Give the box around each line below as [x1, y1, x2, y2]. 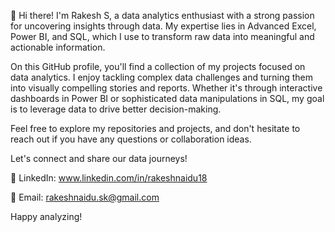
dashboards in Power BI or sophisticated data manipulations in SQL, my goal [10, 93, 325, 104]
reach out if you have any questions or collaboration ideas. [10, 133, 252, 145]
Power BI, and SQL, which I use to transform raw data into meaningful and [10, 31, 315, 42]
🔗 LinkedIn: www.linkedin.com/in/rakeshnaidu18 [10, 172, 208, 184]
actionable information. [10, 41, 106, 53]
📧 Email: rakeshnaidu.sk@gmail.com [10, 191, 160, 203]
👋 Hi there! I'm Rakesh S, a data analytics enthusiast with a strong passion [10, 10, 315, 21]
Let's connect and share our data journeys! [10, 153, 188, 164]
